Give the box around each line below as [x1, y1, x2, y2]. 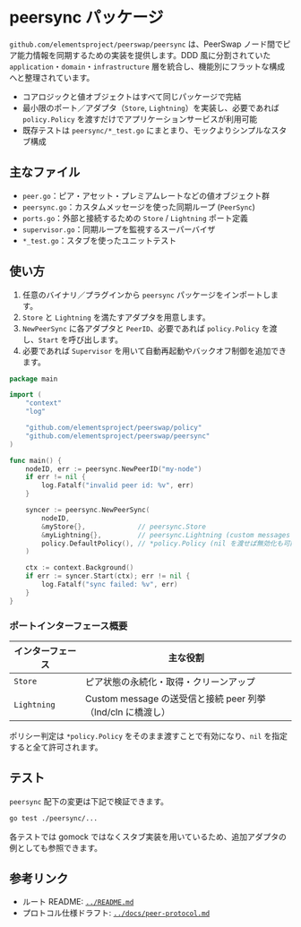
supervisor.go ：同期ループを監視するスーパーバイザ [21, 224, 216, 235]
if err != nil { [25, 473, 87, 482]
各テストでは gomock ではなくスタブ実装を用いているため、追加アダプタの [9, 831, 287, 842]
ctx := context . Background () [25, 563, 134, 572]
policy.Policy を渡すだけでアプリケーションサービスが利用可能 [21, 113, 258, 124]
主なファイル [9, 165, 81, 180]
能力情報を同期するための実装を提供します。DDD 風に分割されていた [16, 49, 271, 60]
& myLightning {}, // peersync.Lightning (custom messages [41, 530, 291, 539]
